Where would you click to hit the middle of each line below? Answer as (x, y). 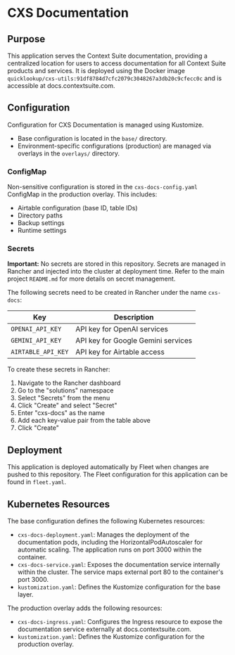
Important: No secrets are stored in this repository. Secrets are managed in (117, 264)
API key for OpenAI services (122, 329)
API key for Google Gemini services (133, 341)
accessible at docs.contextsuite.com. (61, 85)
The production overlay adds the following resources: (85, 608)
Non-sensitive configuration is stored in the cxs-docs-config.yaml (103, 187)
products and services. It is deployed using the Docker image (96, 71)
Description (134, 317)
